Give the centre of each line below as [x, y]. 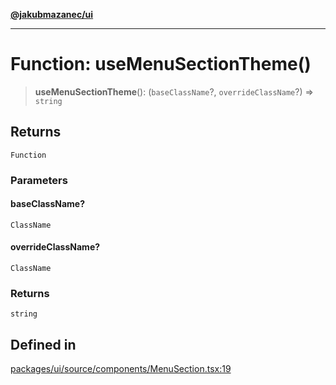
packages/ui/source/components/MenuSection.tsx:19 [121, 369]
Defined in [43, 344]
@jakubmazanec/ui [52, 14]
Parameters [39, 180]
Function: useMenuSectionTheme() [161, 64]
